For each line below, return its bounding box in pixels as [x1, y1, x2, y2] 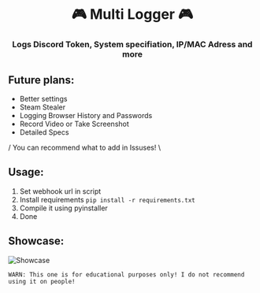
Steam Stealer [19, 102, 65, 112]
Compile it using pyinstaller [19, 203, 108, 213]
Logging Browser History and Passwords [19, 110, 153, 120]
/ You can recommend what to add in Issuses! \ [8, 143, 162, 152]
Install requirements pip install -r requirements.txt [19, 195, 195, 204]
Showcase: [8, 235, 65, 248]
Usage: [8, 165, 45, 179]
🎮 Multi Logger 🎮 [71, 6, 194, 24]
